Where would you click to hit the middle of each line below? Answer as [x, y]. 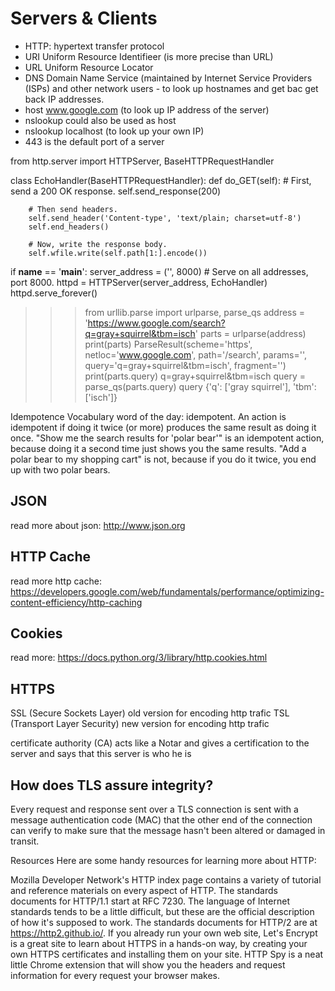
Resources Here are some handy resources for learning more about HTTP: [163, 860]
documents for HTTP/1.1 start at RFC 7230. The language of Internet [150, 901]
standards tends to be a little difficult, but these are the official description [162, 911]
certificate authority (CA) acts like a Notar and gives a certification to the [160, 743]
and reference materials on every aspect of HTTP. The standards [144, 890]
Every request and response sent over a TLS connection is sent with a [154, 809]
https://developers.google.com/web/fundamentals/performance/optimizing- [167, 591]
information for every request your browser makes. [115, 975]
